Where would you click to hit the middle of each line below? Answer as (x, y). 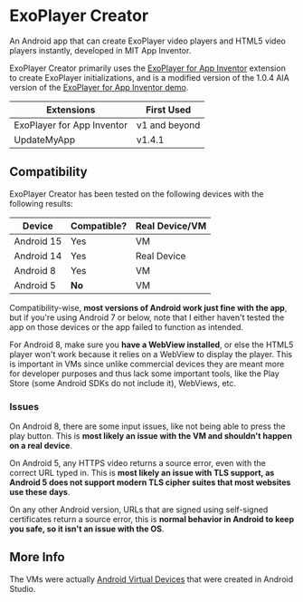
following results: (42, 203)
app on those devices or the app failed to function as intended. (127, 326)
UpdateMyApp (44, 140)
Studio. (23, 588)
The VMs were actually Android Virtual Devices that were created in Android (151, 579)
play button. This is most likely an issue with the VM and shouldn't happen (151, 436)
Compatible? (99, 226)
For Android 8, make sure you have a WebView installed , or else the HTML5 (151, 345)
